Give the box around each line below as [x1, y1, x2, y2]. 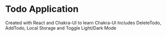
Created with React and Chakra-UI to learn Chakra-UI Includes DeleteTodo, [5, 20, 161, 26]
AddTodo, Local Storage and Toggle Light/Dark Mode [5, 25, 117, 31]
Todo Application [5, 3, 79, 15]
